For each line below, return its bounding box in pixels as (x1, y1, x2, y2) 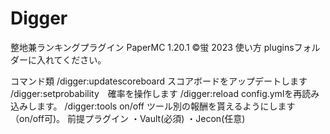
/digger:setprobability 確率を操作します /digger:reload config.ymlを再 (10, 87, 303, 99)
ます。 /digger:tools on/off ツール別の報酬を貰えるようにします (36, 100, 296, 112)
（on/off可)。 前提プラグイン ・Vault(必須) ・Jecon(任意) (10, 112, 246, 124)
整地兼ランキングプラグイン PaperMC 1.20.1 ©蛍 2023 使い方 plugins (10, 41, 295, 53)
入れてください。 (36, 53, 107, 66)
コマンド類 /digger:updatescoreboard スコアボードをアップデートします (10, 75, 308, 87)
